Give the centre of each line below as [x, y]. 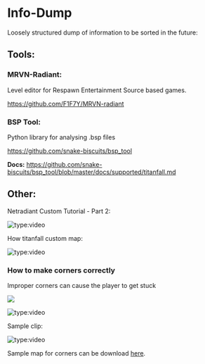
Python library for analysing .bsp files [61, 137]
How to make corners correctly [61, 270]
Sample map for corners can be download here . [77, 353]
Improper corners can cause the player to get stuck [82, 286]
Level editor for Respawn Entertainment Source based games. [97, 90]
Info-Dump [40, 13]
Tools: [21, 55]
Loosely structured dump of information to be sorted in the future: [102, 32]
